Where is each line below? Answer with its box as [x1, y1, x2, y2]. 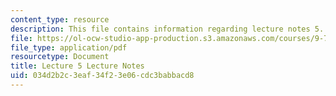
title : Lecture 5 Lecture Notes [10, 61, 145, 71]
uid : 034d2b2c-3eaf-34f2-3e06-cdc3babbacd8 [10, 71, 195, 81]
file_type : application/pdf [10, 42, 128, 53]
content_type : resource [10, 14, 110, 25]
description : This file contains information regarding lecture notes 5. [10, 24, 325, 34]
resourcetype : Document [10, 52, 110, 62]
